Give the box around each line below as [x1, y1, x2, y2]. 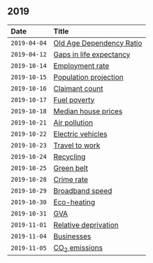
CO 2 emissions [53, 243, 103, 254]
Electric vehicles [53, 129, 108, 138]
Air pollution [53, 118, 93, 127]
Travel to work [53, 140, 101, 150]
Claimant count [53, 83, 103, 93]
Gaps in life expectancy [53, 49, 131, 59]
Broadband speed [53, 185, 112, 195]
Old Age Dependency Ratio [53, 38, 143, 48]
